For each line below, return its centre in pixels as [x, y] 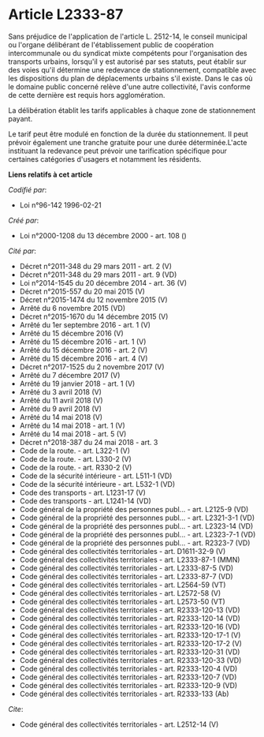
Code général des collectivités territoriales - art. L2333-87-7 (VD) [126, 576]
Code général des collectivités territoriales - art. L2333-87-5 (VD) [126, 568]
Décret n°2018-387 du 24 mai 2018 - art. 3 [89, 442]
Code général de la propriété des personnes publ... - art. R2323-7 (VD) [135, 543]
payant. [20, 118]
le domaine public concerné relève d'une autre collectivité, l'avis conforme [129, 86]
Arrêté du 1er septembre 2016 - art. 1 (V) [85, 324]
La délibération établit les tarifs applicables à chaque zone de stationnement [132, 110]
